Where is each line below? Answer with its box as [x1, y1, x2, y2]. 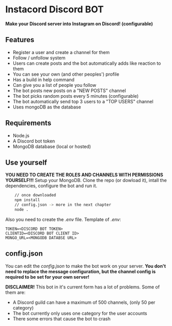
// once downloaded [14, 193, 56, 198]
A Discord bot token [12, 138, 55, 144]
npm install [14, 197, 40, 203]
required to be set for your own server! [5, 274, 90, 280]
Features [5, 35, 34, 44]
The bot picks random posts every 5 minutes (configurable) [12, 93, 139, 99]
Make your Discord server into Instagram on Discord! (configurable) [5, 21, 153, 27]
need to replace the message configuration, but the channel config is [5, 268, 156, 275]
